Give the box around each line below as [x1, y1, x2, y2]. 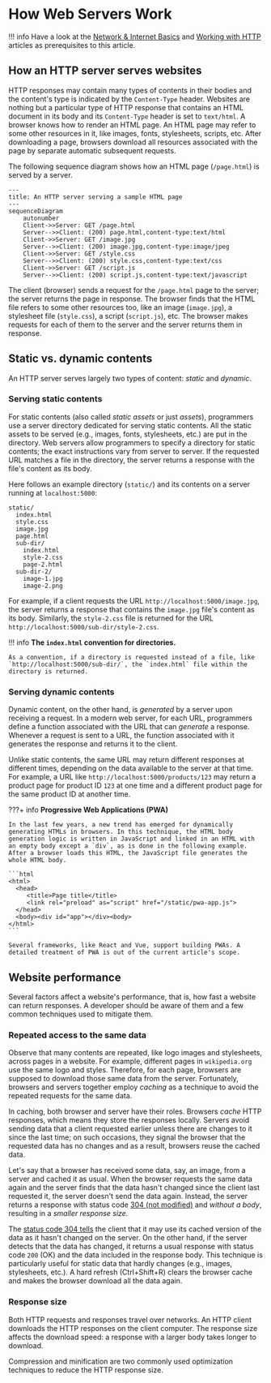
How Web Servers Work [8, 5, 172, 24]
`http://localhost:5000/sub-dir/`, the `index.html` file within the [8, 660, 248, 668]
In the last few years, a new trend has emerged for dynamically [8, 821, 233, 829]
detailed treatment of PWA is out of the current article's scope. [8, 948, 241, 957]
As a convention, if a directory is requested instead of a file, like [8, 653, 255, 661]
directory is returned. [8, 667, 89, 676]
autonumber [23, 214, 60, 222]
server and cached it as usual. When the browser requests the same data [8, 1174, 253, 1184]
